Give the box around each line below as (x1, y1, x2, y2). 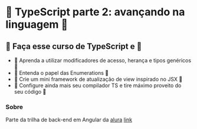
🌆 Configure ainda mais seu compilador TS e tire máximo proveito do (14, 82, 182, 89)
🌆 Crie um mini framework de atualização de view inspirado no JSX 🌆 (14, 76, 183, 82)
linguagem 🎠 (5, 18, 68, 31)
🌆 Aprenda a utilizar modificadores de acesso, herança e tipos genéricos (14, 57, 192, 64)
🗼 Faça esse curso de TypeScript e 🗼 (5, 41, 142, 51)
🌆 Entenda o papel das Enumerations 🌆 (14, 70, 109, 76)
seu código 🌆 (14, 88, 47, 95)
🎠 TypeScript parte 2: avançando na (5, 5, 185, 19)
